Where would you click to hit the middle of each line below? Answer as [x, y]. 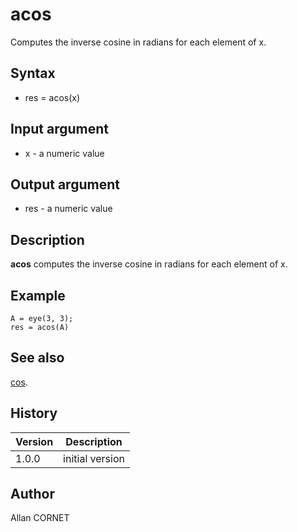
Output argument [65, 184]
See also [37, 358]
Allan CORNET [40, 518]
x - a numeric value [64, 153]
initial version [94, 458]
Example [38, 295]
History [34, 413]
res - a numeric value [68, 209]
